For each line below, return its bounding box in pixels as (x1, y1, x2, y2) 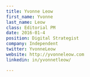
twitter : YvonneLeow (6, 46, 56, 52)
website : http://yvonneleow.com (6, 52, 84, 57)
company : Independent (6, 41, 59, 47)
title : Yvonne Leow (6, 8, 53, 14)
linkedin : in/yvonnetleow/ (6, 57, 71, 63)
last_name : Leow (6, 19, 45, 25)
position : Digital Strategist (6, 35, 80, 41)
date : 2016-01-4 (6, 30, 45, 36)
